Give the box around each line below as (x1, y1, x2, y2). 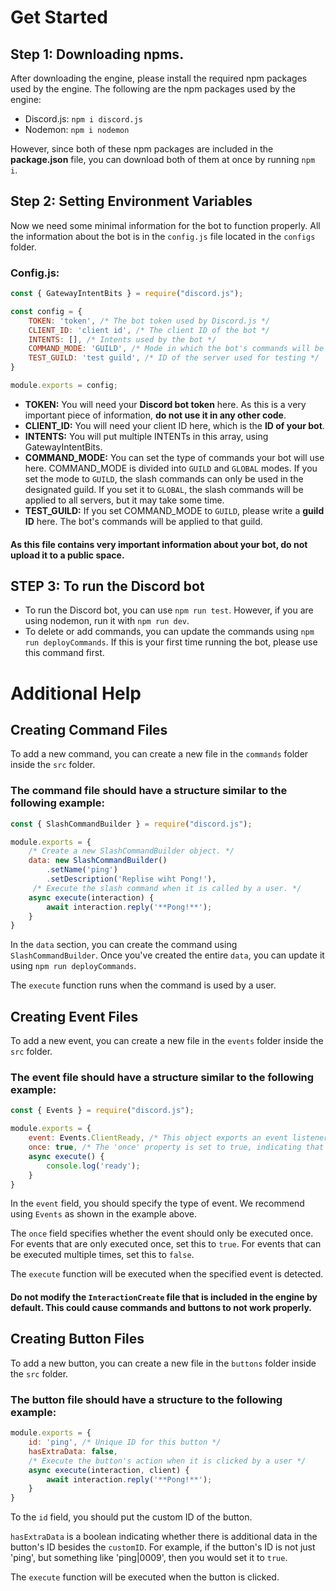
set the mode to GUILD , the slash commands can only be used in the (24, 472, 304, 485)
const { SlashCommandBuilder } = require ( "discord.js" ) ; (10, 819, 253, 829)
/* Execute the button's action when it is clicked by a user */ (28, 1456, 307, 1466)
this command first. (24, 647, 105, 659)
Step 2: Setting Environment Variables (10, 193, 253, 210)
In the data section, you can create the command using (10, 939, 238, 951)
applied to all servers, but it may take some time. (24, 494, 225, 506)
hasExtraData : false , (28, 1446, 118, 1456)
